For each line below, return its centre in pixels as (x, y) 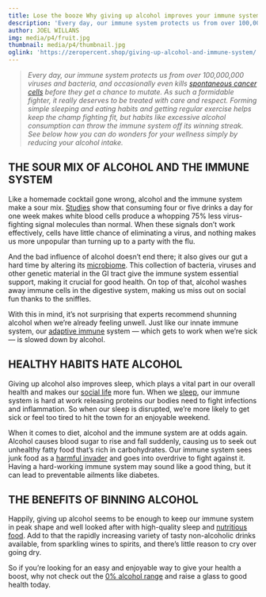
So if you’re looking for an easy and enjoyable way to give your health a (125, 568)
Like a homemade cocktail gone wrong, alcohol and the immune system (125, 198)
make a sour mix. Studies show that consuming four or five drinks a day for (131, 207)
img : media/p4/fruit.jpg (49, 38)
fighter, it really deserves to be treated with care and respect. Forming (142, 100)
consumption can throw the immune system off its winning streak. (135, 125)
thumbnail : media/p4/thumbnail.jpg (67, 45)
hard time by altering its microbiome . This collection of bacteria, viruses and (132, 265)
